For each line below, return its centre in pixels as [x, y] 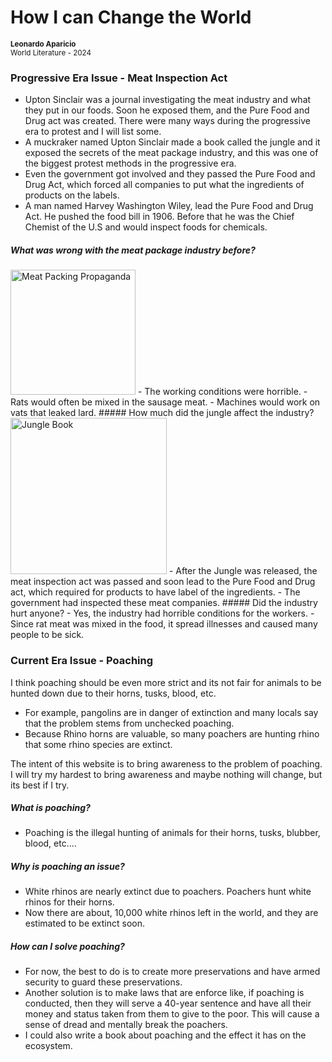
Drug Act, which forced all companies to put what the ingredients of [164, 185]
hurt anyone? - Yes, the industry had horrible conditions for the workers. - [162, 613]
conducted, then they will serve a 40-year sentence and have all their [168, 1003]
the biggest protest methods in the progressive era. [130, 163]
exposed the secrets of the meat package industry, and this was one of [171, 153]
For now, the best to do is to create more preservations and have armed [172, 972]
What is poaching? [50, 808]
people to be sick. [47, 635]
